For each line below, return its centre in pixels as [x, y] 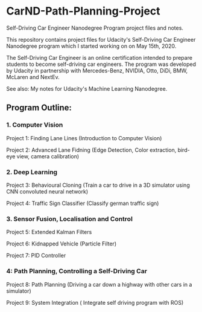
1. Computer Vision [35, 125]
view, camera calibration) [48, 156]
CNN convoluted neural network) [47, 191]
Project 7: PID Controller [36, 256]
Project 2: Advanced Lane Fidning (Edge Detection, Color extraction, [91, 150]
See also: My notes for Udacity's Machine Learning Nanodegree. [87, 88]
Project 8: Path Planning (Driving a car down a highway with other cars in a [99, 284]
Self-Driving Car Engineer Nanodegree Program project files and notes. [95, 28]
